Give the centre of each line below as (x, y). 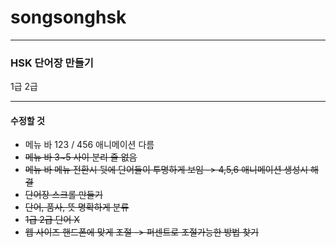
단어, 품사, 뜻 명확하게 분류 (77, 207)
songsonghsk (68, 17)
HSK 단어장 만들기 (52, 63)
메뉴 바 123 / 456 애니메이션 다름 (89, 145)
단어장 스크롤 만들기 (63, 195)
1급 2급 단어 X (52, 220)
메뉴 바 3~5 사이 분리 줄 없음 (81, 157)
